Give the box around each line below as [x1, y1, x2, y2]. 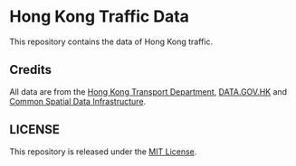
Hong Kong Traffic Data [9, 6, 190, 27]
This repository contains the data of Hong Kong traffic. [9, 36, 214, 47]
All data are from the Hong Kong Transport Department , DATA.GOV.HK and [9, 86, 288, 97]
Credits [9, 62, 53, 78]
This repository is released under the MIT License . [9, 146, 197, 157]
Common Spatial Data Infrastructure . [9, 96, 147, 106]
